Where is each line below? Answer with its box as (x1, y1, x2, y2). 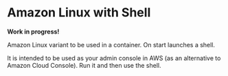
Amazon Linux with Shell (7, 5, 151, 21)
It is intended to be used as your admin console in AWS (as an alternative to (7, 53, 221, 62)
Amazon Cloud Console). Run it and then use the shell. (7, 61, 161, 69)
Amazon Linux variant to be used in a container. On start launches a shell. (7, 40, 215, 49)
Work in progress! (7, 27, 60, 36)
